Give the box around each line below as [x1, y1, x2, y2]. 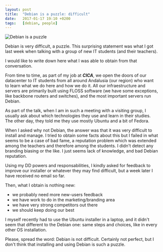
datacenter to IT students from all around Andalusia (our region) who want [5, 78, 154, 84]
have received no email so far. [5, 173, 66, 179]
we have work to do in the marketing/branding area [12, 197, 115, 203]
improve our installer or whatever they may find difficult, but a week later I [5, 168, 153, 174]
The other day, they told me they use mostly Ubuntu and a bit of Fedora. [5, 118, 150, 124]
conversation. [5, 63, 33, 69]
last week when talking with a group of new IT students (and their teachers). [5, 49, 158, 54]
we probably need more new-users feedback [12, 192, 103, 198]
